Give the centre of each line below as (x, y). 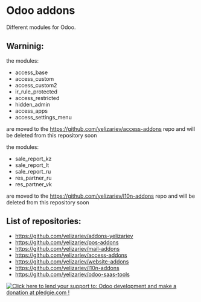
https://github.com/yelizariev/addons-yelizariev (74, 236)
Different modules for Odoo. (41, 27)
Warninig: (25, 46)
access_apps (31, 111)
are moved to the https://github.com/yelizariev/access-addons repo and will (101, 129)
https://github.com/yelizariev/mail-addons (67, 248)
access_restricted (37, 98)
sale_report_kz (33, 159)
